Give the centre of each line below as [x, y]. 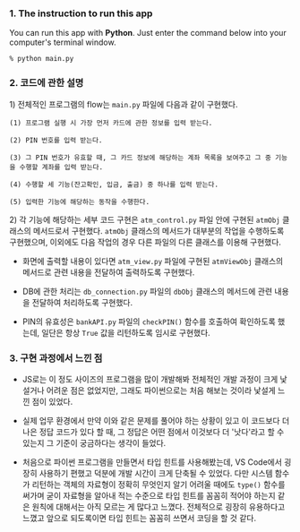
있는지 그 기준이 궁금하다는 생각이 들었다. [94, 442]
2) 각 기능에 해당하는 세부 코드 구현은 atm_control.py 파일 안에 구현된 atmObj [145, 219]
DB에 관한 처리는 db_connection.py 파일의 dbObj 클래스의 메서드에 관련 [147, 291]
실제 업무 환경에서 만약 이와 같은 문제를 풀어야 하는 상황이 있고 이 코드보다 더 [156, 420]
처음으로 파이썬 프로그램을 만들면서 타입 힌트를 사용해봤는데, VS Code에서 [152, 462]
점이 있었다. [52, 401]
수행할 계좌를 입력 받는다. [61, 167]
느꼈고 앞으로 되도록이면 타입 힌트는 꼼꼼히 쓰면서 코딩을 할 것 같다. [139, 518]
